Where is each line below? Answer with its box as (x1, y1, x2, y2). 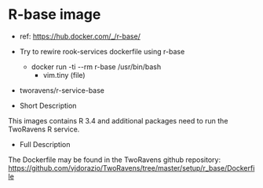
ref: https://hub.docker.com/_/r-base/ (19, 31, 141, 41)
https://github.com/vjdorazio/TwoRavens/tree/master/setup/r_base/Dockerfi (8, 163, 255, 172)
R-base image (8, 6, 101, 24)
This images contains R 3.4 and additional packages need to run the (8, 116, 228, 125)
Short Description (19, 101, 77, 110)
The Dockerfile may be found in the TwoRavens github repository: (8, 155, 221, 164)
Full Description (19, 139, 71, 149)
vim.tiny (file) (42, 70, 86, 79)
